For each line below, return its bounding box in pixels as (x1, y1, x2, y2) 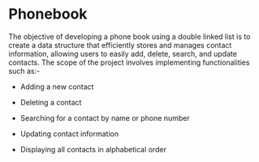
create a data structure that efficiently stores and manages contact (8, 40, 232, 49)
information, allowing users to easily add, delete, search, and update (8, 49, 238, 58)
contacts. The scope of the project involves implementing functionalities (8, 58, 250, 67)
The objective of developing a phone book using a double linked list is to (8, 32, 251, 41)
